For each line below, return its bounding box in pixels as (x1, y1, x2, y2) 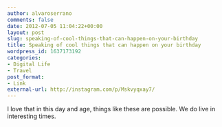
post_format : (7, 73, 45, 81)
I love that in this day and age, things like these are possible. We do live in (7, 105, 216, 113)
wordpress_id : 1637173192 (7, 48, 81, 55)
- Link (7, 80, 26, 87)
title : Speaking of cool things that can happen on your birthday (7, 42, 201, 48)
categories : (7, 55, 41, 61)
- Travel (7, 67, 32, 74)
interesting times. (7, 112, 56, 120)
